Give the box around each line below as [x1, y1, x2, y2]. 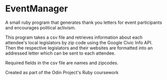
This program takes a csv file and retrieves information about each [5, 34, 143, 40]
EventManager [5, 3, 68, 14]
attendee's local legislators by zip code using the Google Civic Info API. [5, 39, 153, 45]
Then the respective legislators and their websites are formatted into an [5, 45, 153, 51]
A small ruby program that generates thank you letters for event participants [5, 19, 162, 25]
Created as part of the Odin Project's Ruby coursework [5, 69, 119, 75]
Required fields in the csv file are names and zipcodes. [5, 60, 119, 66]
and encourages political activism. [5, 24, 76, 30]
